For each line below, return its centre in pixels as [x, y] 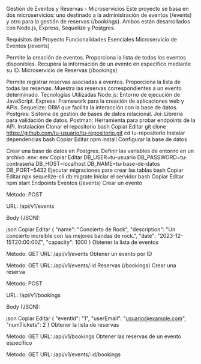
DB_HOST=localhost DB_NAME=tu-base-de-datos [97, 164]
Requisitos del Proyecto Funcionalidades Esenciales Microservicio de [91, 39]
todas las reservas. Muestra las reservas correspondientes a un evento [94, 88]
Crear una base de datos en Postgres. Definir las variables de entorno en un [100, 151]
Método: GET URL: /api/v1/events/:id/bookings [64, 354]
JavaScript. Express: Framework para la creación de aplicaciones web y [95, 101]
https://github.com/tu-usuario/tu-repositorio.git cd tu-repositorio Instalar [96, 133]
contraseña [20, 164]
